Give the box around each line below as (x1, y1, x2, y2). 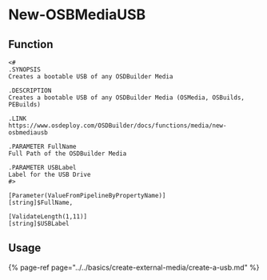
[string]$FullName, (8, 198, 74, 206)
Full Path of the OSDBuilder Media (8, 150, 127, 158)
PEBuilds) (8, 101, 42, 109)
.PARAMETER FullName (8, 142, 78, 150)
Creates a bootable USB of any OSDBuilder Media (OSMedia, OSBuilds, (8, 94, 245, 102)
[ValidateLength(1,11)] (8, 213, 88, 221)
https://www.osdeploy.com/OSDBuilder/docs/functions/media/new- (8, 122, 227, 130)
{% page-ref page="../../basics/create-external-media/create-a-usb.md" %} (8, 262, 260, 272)
